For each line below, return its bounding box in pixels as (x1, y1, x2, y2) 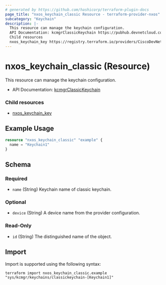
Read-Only (5, 222, 32, 229)
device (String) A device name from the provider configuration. (12, 210, 140, 216)
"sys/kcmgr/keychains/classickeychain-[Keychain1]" (5, 275, 114, 280)
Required (5, 175, 28, 182)
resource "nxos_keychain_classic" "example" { (5, 137, 103, 142)
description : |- (5, 21, 39, 26)
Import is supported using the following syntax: (5, 261, 101, 267)
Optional (5, 199, 26, 205)
